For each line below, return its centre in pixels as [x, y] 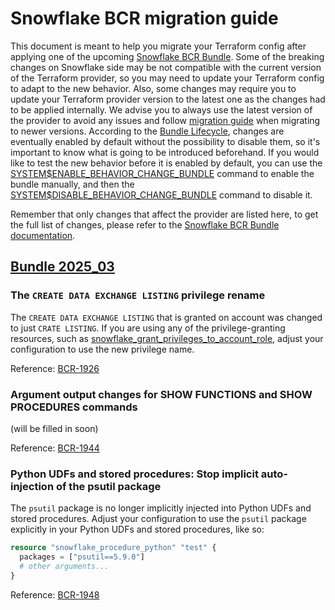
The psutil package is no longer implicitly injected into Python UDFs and [161, 508]
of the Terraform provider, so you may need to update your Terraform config [167, 78]
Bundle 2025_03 [62, 267]
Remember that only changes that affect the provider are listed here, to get [164, 214]
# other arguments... [64, 566]
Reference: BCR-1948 [55, 594]
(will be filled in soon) [54, 428]
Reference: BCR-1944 [55, 448]
